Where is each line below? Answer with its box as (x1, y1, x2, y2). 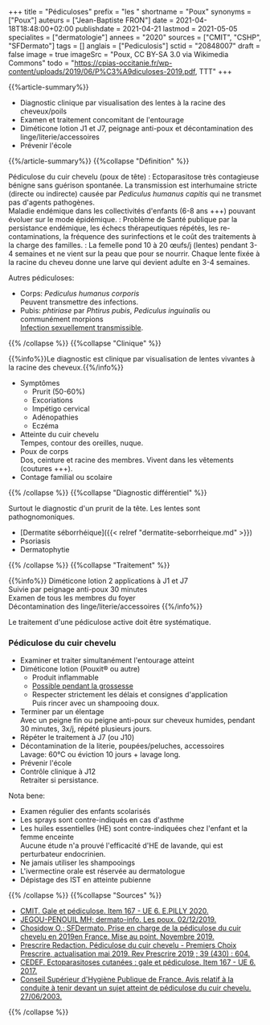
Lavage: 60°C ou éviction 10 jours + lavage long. (19, 750, 181, 759)
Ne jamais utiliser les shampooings (19, 858, 136, 868)
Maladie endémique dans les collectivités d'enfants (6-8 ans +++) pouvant (8, 206, 256, 216)
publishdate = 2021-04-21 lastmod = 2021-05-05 (75, 24, 238, 33)
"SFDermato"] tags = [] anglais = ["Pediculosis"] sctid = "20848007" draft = (8, 41, 261, 51)
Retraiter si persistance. (19, 775, 99, 785)
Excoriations (31, 395, 74, 405)
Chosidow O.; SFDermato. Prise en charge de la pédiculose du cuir (19, 924, 242, 933)
